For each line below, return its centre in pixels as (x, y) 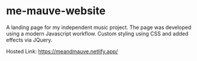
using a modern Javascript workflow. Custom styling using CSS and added (97, 33)
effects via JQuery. (29, 40)
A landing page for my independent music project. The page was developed (99, 27)
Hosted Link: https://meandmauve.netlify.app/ (62, 51)
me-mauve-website (56, 11)
